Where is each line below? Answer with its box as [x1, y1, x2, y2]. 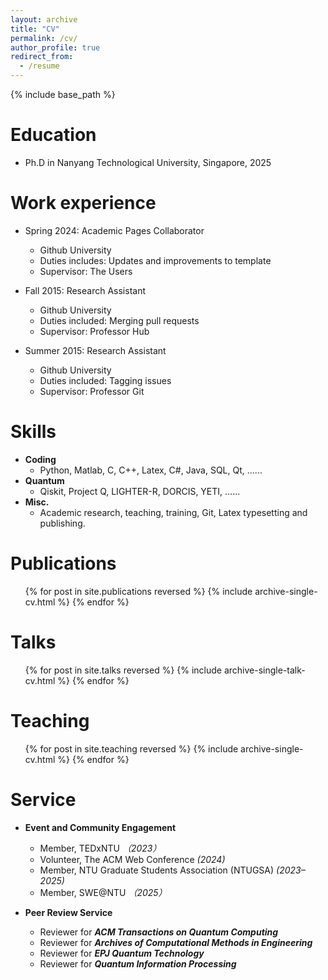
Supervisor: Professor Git [39, 385, 145, 397]
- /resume [19, 61, 60, 71]
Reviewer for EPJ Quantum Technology [39, 947, 205, 959]
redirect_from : [10, 52, 74, 62]
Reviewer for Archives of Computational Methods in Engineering [39, 936, 313, 948]
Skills [10, 421, 57, 443]
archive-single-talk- [223, 664, 306, 676]
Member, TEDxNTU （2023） [39, 842, 162, 854]
